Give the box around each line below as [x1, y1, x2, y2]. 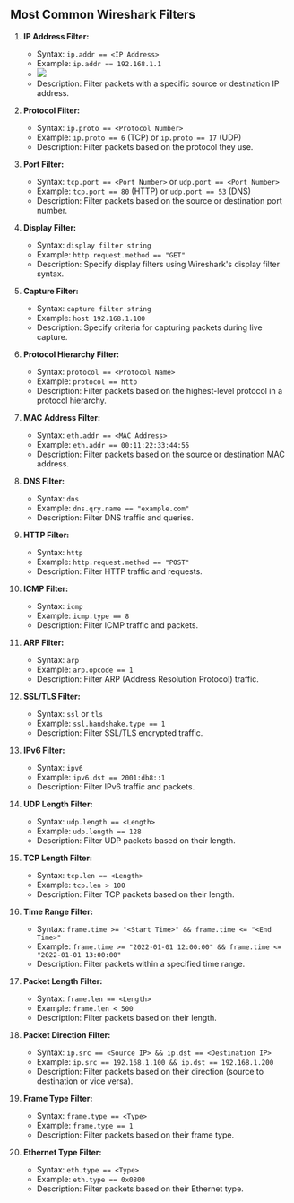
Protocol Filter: [22, 105, 81, 116]
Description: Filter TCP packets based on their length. [36, 888, 236, 900]
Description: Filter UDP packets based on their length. [36, 834, 236, 846]
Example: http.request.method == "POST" [36, 556, 190, 567]
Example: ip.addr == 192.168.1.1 [36, 57, 162, 68]
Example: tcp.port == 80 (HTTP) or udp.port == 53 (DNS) [36, 186, 252, 196]
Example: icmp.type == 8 [36, 610, 130, 621]
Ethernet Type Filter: [22, 1146, 102, 1157]
